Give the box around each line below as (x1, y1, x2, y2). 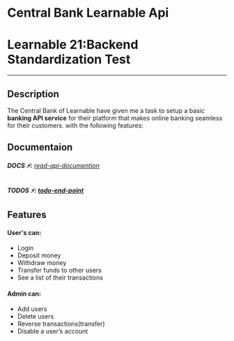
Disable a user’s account (17, 327, 88, 335)
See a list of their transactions (17, 273, 103, 282)
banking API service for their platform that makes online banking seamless (7, 114, 223, 122)
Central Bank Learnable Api (7, 5, 169, 21)
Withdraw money (17, 259, 67, 267)
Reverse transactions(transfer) (17, 319, 106, 328)
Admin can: (7, 289, 42, 298)
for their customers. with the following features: (7, 121, 144, 130)
